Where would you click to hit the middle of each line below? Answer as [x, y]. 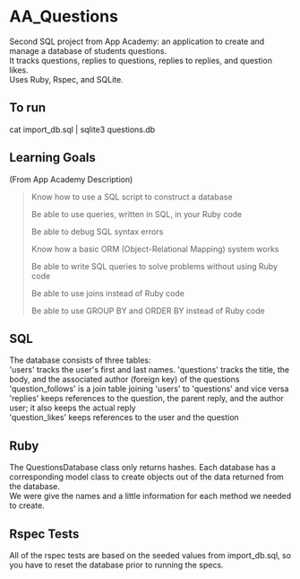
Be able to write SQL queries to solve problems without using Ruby [154, 266]
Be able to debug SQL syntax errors [97, 232]
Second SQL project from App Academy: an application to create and [137, 41]
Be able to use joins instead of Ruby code [108, 293]
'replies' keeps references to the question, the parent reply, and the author [147, 399]
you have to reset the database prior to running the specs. [116, 565]
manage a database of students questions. [88, 50]
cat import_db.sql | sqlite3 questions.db [82, 129]
